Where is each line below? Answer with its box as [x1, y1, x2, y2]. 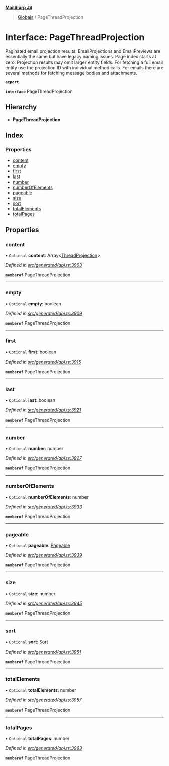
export [5, 79, 19, 85]
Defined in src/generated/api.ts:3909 [5, 310, 82, 317]
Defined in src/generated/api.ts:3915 [5, 359, 81, 365]
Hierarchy [5, 103, 37, 111]
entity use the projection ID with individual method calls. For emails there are [5, 64, 164, 70]
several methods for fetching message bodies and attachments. [5, 70, 137, 76]
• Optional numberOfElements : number [5, 494, 89, 500]
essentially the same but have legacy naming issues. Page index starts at [5, 53, 157, 60]
